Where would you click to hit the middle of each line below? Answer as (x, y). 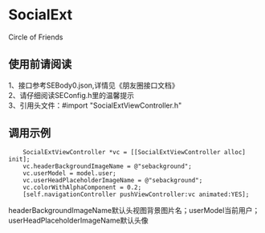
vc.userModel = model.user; (69, 173)
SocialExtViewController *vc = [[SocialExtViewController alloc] (135, 152)
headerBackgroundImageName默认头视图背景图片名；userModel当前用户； (134, 210)
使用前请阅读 (40, 65)
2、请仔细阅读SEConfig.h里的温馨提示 (71, 95)
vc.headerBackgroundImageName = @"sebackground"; (108, 166)
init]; (19, 159)
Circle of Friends (36, 37)
